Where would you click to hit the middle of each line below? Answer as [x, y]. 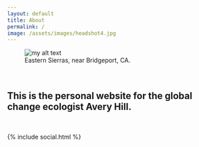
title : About [26, 20]
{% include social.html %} [44, 137]
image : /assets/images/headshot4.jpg [62, 33]
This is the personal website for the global [100, 96]
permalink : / [26, 26]
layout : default [31, 14]
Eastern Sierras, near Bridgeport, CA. [78, 61]
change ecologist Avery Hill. [69, 106]
